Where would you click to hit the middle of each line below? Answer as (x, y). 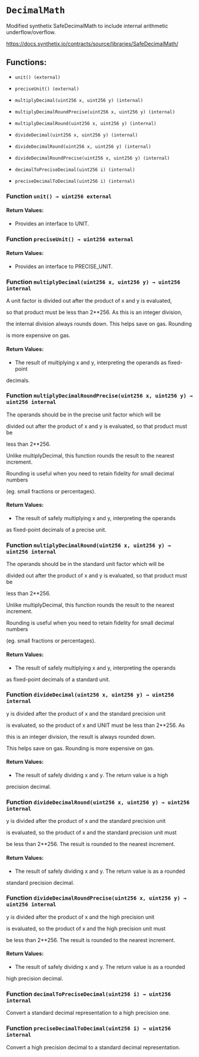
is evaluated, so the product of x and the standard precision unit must (91, 832)
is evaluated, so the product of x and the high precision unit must (86, 928)
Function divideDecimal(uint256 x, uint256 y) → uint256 (90, 695)
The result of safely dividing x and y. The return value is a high (91, 775)
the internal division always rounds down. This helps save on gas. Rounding (99, 324)
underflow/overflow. (31, 32)
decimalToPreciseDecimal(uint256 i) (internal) (75, 170)
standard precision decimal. (40, 882)
